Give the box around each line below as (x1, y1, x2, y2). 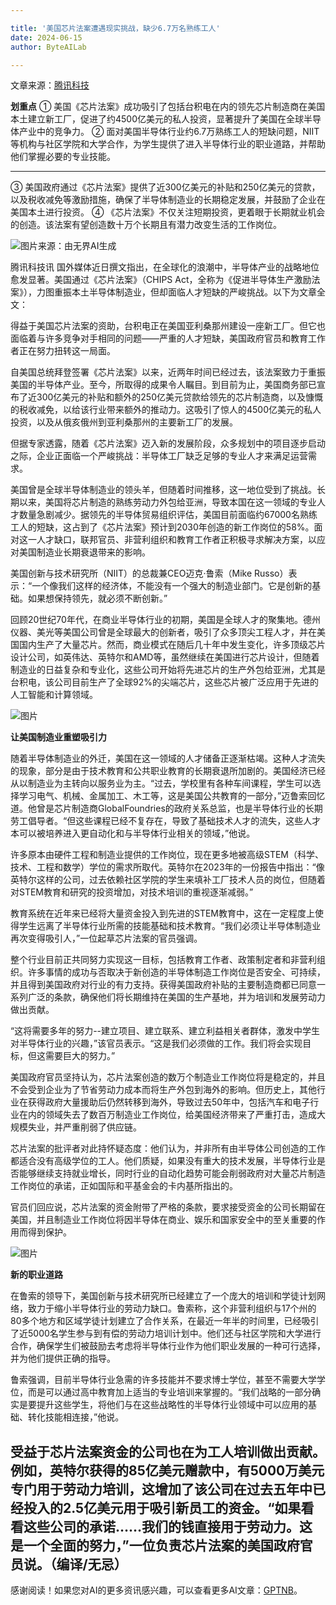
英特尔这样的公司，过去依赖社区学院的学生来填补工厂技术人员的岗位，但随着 (10, 874, 326, 886)
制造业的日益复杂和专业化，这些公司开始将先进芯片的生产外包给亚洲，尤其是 (10, 664, 326, 676)
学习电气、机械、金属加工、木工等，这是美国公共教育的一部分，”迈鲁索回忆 (18, 790, 326, 802)
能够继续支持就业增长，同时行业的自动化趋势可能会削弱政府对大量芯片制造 (18, 1167, 326, 1180)
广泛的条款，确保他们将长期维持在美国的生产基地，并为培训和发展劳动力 (27, 991, 326, 1003)
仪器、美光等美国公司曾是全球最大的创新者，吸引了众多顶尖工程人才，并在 (10, 626, 317, 638)
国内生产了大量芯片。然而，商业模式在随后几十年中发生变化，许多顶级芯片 (18, 639, 326, 651)
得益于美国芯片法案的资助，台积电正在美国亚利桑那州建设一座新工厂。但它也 (10, 320, 326, 332)
